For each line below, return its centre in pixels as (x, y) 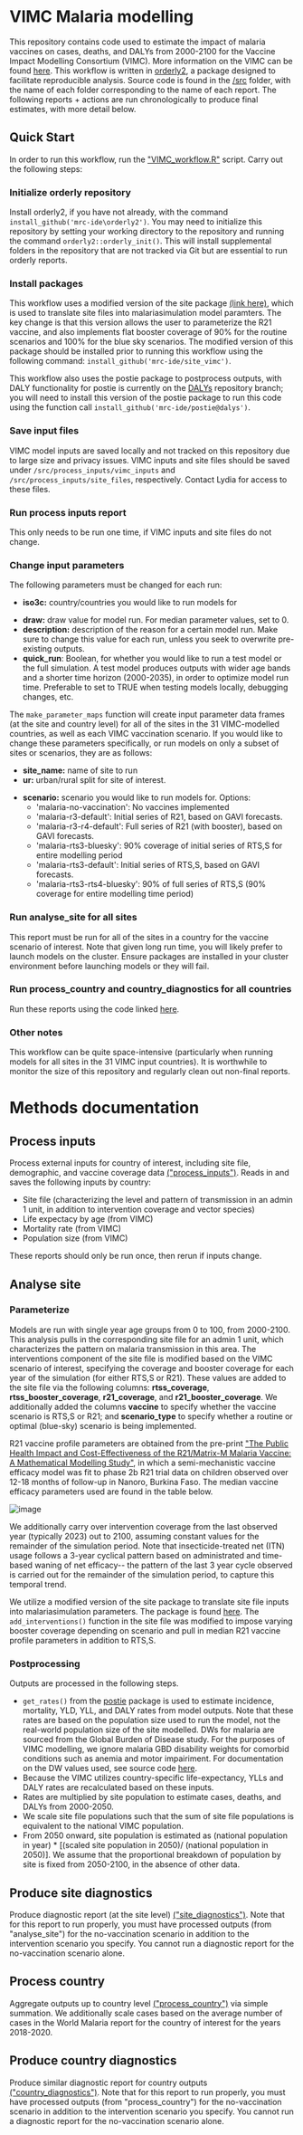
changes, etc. (48, 697)
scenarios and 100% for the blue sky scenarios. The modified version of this (151, 342)
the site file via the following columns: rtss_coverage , (109, 1387)
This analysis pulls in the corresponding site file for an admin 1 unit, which (147, 1339)
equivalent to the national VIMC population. (103, 1826)
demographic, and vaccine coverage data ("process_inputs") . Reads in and (149, 1173)
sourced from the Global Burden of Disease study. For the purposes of (154, 1739)
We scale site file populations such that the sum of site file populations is (158, 1816)
